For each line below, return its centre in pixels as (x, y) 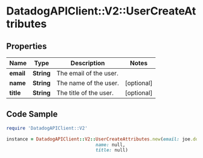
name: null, (111, 145)
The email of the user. (88, 73)
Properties (27, 46)
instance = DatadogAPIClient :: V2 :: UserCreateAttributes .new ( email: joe (98, 139)
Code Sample (32, 114)
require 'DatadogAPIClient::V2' (47, 128)
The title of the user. (85, 93)
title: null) (112, 150)
